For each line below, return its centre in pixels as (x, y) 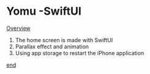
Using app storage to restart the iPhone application (80, 53)
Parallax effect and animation (52, 46)
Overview (18, 28)
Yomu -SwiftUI (44, 11)
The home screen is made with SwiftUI (64, 40)
